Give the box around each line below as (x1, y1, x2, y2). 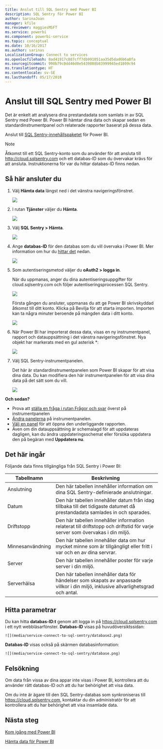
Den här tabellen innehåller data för (55, 571, 136, 578)
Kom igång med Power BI (5, 729, 56, 735)
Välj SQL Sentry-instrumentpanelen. (12, 357, 84, 363)
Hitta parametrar (5, 606, 57, 614)
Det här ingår (5, 450, 45, 459)
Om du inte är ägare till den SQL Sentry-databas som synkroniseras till (5, 692, 146, 698)
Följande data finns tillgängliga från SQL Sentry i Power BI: (5, 463, 122, 469)
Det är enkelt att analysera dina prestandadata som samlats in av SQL (5, 112, 144, 118)
